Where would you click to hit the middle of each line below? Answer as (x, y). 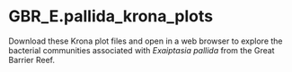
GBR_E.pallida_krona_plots (111, 16)
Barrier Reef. (32, 60)
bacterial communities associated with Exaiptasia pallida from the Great (142, 50)
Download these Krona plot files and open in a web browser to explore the (146, 41)
